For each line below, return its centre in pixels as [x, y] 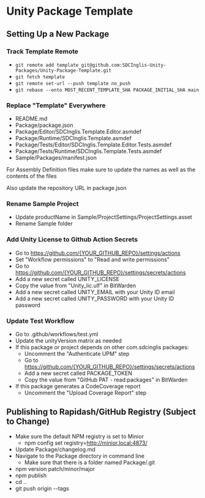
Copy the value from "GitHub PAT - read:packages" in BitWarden [106, 380]
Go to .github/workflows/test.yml [57, 334]
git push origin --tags [42, 488]
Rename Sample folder [44, 224]
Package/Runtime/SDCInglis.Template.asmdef [73, 138]
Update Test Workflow [40, 321]
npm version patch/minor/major [55, 469]
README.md [31, 119]
